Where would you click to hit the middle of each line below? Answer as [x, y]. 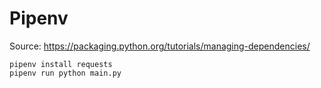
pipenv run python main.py [65, 73]
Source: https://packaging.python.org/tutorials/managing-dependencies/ [160, 46]
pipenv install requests [61, 64]
